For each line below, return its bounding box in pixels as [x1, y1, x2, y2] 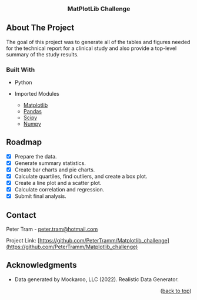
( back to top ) [160, 287, 192, 294]
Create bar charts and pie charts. [14, 166, 95, 173]
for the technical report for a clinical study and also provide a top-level [6, 45, 177, 52]
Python [14, 79, 32, 86]
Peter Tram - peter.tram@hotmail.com [6, 225, 98, 233]
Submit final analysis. [14, 193, 66, 200]
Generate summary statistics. [14, 159, 86, 166]
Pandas [23, 108, 42, 115]
